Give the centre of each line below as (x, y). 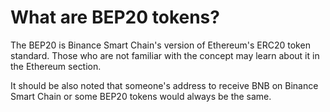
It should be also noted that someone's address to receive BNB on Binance (164, 85)
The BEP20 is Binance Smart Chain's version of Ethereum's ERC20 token (160, 45)
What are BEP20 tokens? (115, 17)
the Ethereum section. (56, 66)
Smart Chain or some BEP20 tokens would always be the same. (141, 96)
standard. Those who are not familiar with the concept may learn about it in (165, 55)
